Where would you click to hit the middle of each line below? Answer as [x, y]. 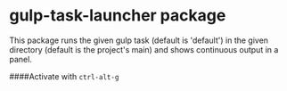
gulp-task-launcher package [118, 16]
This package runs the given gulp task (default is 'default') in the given [139, 40]
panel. [21, 59]
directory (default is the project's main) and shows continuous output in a [144, 49]
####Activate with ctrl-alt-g [64, 76]
